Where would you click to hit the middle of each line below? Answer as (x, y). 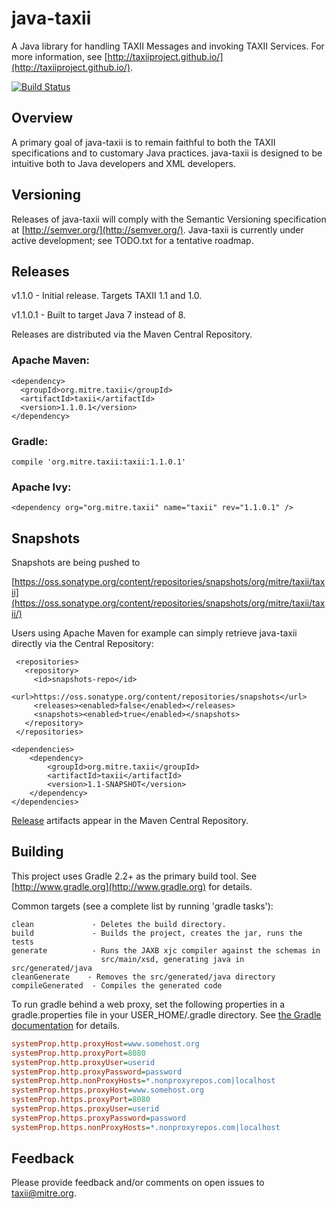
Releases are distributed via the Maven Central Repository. (132, 334)
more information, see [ (59, 56)
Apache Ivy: (41, 487)
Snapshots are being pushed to (76, 563)
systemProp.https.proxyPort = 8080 (81, 1100)
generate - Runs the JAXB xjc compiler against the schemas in (166, 950)
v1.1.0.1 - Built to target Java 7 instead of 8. (98, 315)
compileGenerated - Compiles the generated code (117, 985)
